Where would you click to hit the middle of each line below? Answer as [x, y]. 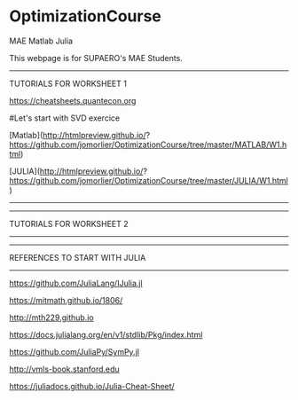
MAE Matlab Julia [41, 41]
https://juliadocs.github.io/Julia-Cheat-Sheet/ [92, 386]
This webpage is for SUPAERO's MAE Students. [96, 58]
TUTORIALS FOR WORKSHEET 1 [68, 83]
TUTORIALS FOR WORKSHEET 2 [69, 224]
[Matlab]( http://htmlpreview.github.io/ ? [80, 135]
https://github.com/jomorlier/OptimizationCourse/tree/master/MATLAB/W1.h [148, 145]
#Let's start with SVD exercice [65, 118]
